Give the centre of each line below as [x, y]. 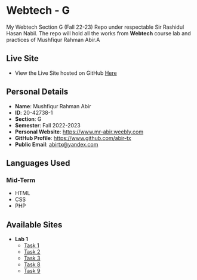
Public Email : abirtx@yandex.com [56, 144]
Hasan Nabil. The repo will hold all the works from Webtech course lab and [98, 33]
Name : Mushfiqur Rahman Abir [53, 106]
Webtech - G [38, 10]
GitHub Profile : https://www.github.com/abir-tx [73, 138]
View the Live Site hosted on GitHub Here [66, 73]
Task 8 [32, 264]
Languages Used [38, 163]
